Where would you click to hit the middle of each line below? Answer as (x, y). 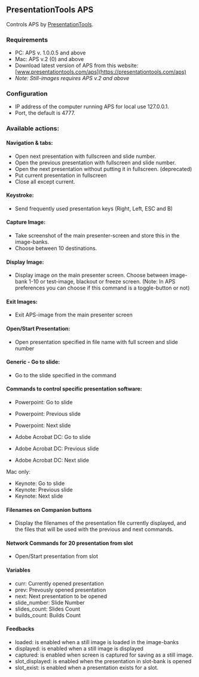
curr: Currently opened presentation (59, 583)
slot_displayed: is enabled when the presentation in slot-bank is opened (103, 661)
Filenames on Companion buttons (49, 510)
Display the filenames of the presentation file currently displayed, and (100, 523)
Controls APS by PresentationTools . (50, 24)
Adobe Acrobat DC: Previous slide (57, 449)
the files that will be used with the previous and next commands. (94, 529)
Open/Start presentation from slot (56, 556)
